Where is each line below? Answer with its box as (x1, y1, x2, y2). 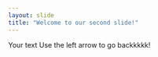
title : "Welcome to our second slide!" (8, 19, 139, 27)
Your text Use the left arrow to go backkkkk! (8, 40, 151, 49)
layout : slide (8, 11, 55, 20)
